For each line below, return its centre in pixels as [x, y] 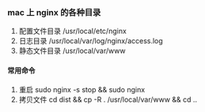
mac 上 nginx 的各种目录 [54, 12]
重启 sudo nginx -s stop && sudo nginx [82, 89]
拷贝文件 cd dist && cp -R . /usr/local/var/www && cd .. [108, 99]
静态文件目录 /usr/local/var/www [72, 51]
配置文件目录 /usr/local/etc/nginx [73, 31]
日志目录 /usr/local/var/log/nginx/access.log [91, 41]
